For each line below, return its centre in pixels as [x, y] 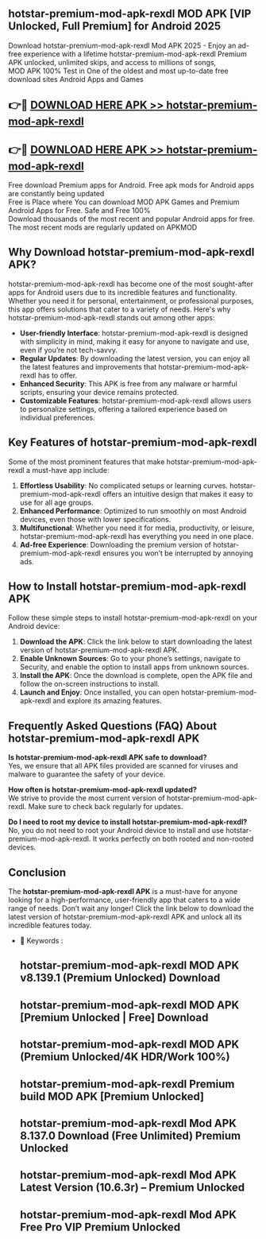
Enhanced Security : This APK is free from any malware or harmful [129, 383]
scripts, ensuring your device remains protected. [99, 392]
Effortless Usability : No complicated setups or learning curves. [124, 486]
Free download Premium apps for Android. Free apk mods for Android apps [131, 185]
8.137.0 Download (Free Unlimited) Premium [130, 1136]
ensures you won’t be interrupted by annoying [178, 553]
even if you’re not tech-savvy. [68, 350]
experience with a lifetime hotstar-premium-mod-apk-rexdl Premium [135, 54]
